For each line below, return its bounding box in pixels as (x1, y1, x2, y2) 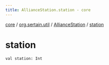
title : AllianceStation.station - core (5, 7, 91, 13)
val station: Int (5, 56, 43, 61)
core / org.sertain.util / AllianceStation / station (5, 21, 104, 27)
